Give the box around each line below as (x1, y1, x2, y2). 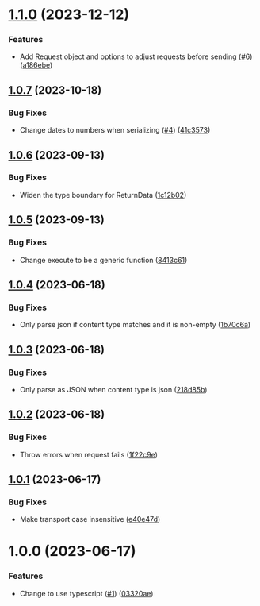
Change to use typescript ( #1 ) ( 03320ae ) (19, 589, 154, 598)
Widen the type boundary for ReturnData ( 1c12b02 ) (19, 190, 187, 199)
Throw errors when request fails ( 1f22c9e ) (19, 450, 159, 459)
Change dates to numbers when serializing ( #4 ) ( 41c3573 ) (19, 125, 211, 135)
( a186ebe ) (19, 60, 53, 70)
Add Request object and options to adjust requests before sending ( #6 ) (19, 52, 253, 61)
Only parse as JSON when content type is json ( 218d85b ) (19, 384, 208, 394)
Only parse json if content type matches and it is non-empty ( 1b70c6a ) (19, 320, 251, 330)
